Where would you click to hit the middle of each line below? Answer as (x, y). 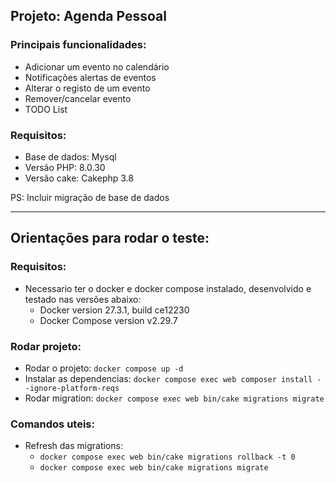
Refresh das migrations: (73, 446)
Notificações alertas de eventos (90, 77)
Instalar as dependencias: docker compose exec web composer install (168, 378)
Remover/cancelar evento (78, 98)
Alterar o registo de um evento (87, 88)
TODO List (46, 109)
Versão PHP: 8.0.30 (65, 167)
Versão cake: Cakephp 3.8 (79, 178)
